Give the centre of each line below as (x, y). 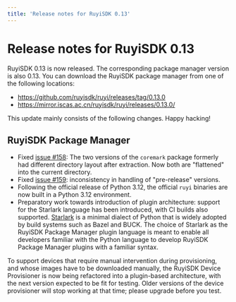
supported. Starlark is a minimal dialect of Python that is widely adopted (122, 217)
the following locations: (41, 83)
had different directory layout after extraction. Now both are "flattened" (121, 165)
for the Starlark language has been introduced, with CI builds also (113, 210)
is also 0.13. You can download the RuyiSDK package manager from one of (116, 75)
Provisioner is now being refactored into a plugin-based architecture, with (114, 276)
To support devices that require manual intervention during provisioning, (112, 261)
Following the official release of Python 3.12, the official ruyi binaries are (123, 187)
